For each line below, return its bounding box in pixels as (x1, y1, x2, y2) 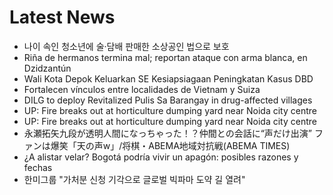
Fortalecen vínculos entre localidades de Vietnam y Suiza (23, 83, 261, 95)
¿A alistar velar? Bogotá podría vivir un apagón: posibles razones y (23, 151, 299, 163)
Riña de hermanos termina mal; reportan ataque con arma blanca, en (23, 51, 308, 63)
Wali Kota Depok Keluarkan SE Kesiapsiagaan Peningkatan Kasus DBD (23, 72, 314, 85)
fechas (23, 161, 53, 173)
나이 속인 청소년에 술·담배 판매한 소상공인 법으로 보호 (23, 40, 230, 52)
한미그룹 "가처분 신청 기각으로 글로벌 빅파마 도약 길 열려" (23, 173, 246, 185)
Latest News (9, 6, 116, 29)
